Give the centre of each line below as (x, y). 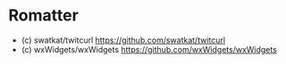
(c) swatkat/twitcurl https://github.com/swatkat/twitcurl (123, 40)
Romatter (44, 16)
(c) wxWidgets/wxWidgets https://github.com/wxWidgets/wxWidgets (149, 49)
